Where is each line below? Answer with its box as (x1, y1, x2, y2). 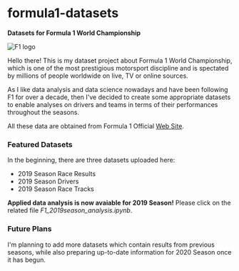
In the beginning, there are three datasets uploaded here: (7, 155, 176, 165)
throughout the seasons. (7, 108, 80, 116)
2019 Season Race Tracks (17, 185, 94, 193)
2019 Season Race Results (17, 170, 96, 178)
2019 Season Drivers (17, 177, 79, 186)
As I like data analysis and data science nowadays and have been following (7, 85, 228, 93)
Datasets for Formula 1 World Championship (7, 29, 141, 37)
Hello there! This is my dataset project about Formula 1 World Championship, (7, 56, 233, 65)
